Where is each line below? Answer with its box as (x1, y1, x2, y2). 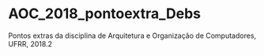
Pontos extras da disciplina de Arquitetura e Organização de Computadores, (8, 31, 257, 40)
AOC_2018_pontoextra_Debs (8, 5, 202, 23)
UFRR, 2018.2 (8, 39, 53, 48)
